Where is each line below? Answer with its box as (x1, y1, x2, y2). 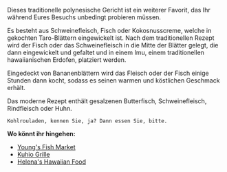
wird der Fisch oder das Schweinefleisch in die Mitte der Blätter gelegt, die (7, 41, 219, 49)
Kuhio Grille (17, 151, 50, 158)
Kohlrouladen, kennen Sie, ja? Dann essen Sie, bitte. (7, 118, 168, 125)
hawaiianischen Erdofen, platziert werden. (7, 56, 127, 64)
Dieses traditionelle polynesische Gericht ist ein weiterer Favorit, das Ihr (7, 6, 211, 14)
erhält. (7, 84, 25, 92)
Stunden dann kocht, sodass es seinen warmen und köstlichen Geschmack (7, 76, 220, 85)
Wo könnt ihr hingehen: (7, 130, 76, 138)
